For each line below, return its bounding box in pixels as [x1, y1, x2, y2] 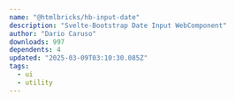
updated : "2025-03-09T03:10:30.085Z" [9, 54, 148, 62]
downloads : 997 [9, 37, 65, 47]
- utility [17, 78, 53, 87]
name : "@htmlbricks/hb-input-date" [9, 12, 140, 22]
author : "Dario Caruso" [9, 29, 97, 38]
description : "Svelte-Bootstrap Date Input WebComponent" [9, 21, 227, 30]
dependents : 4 [9, 46, 62, 54]
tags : [9, 62, 29, 71]
